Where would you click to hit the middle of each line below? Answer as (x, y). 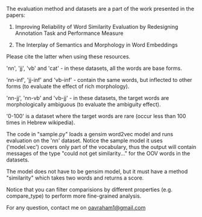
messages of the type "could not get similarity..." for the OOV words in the (98, 153)
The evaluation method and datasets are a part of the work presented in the (100, 9)
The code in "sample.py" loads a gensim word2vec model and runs (90, 134)
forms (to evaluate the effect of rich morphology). (68, 86)
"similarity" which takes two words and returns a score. (75, 178)
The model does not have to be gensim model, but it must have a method (97, 171)
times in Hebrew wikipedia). (41, 122)
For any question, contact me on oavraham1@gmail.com (76, 208)
